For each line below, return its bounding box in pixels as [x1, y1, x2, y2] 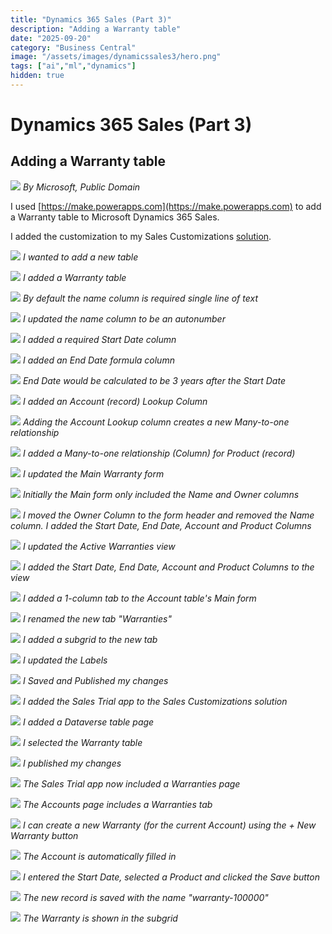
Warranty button [10, 829, 79, 841]
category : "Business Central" [10, 42, 137, 53]
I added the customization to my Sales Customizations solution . [10, 230, 272, 242]
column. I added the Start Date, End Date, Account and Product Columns [10, 519, 312, 531]
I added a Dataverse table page [22, 716, 155, 728]
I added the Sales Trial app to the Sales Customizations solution [22, 695, 288, 707]
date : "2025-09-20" [10, 33, 92, 43]
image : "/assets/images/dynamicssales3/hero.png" [10, 52, 222, 62]
